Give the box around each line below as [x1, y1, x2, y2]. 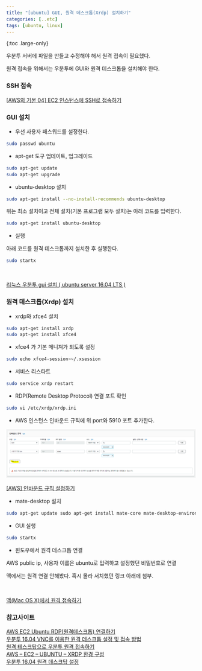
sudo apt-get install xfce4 [6, 332, 77, 338]
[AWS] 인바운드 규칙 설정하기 [6, 485, 75, 492]
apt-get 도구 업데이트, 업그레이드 [14, 152, 93, 159]
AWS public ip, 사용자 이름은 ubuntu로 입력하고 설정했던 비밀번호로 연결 [6, 559, 177, 567]
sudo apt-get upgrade [6, 171, 61, 177]
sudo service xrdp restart [6, 381, 74, 387]
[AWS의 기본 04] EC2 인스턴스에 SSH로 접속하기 [6, 97, 122, 104]
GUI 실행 [14, 522, 36, 529]
